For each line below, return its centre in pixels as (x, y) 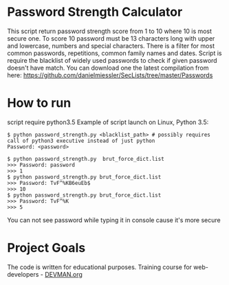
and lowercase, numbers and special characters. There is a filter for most (111, 46)
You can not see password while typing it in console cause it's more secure (114, 220)
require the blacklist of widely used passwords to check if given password (112, 60)
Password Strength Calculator (95, 12)
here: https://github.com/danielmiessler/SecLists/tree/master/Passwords (110, 75)
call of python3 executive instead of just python (81, 141)
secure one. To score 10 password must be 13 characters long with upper (111, 38)
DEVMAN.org (63, 274)
